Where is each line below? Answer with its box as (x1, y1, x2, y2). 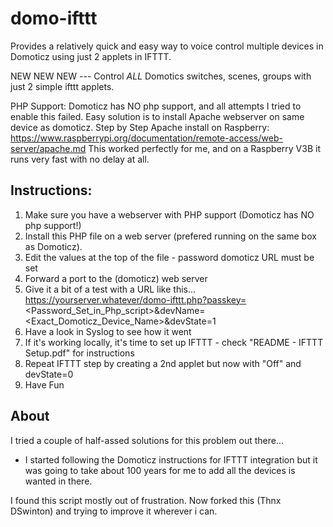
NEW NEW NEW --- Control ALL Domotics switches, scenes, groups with (10, 70, 312, 82)
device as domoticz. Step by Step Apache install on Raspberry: (10, 121, 270, 133)
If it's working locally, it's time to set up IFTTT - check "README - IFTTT (24, 336, 324, 348)
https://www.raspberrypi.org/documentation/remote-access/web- (10, 132, 283, 144)
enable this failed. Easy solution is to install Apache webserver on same (10, 110, 305, 122)
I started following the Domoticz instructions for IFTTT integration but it (24, 453, 318, 466)
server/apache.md (10, 142, 87, 154)
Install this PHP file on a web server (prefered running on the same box (24, 230, 317, 242)
